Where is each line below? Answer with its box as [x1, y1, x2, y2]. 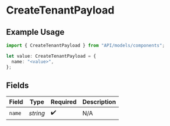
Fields [6, 80, 30, 90]
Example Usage [6, 27, 65, 37]
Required [50, 98, 77, 106]
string [28, 109, 45, 117]
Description [82, 98, 116, 106]
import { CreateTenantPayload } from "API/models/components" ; [6, 42, 165, 48]
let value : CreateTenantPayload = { [6, 53, 96, 59]
